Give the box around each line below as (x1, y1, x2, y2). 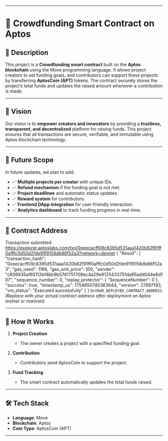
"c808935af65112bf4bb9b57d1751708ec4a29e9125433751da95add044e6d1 (5, 271, 163, 278)
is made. (5, 88, 23, 94)
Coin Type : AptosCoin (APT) (12, 425, 71, 431)
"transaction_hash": (5, 256, 46, 262)
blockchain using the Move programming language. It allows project (5, 67, 146, 73)
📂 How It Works (5, 317, 54, 326)
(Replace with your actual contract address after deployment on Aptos (5, 293, 151, 299)
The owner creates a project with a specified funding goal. (19, 340, 141, 346)
